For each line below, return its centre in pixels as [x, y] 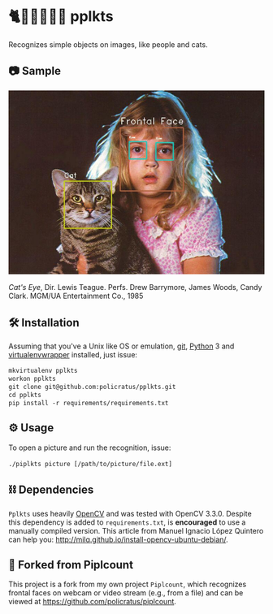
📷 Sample [35, 71]
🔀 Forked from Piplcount [71, 565]
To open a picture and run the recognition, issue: [90, 448]
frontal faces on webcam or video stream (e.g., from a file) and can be [126, 593]
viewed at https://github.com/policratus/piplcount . [93, 602]
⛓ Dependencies [51, 490]
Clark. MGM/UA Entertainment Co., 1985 [76, 296]
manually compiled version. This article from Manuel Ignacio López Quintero [136, 530]
